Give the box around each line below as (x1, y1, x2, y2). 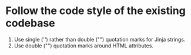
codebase (5, 16, 55, 30)
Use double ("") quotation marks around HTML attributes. (14, 42, 154, 49)
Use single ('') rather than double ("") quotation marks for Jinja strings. (14, 36, 186, 43)
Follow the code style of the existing (5, 4, 186, 18)
